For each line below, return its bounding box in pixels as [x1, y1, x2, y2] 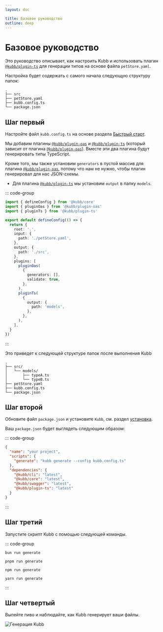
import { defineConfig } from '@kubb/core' [5, 200, 96, 204]
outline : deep [5, 21, 34, 26]
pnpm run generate [5, 559, 43, 564]
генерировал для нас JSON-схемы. [5, 171, 80, 177]
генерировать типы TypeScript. [5, 151, 70, 157]
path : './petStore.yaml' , [18, 236, 71, 241]
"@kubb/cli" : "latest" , [14, 472, 63, 477]
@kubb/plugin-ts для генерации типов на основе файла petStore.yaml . [5, 63, 151, 69]
